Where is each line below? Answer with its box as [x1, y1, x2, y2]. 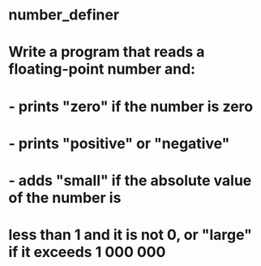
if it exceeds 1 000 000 [8, 243, 166, 261]
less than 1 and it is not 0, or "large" [8, 225, 253, 244]
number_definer [8, 6, 120, 24]
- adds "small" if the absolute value [8, 171, 252, 190]
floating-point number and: [8, 60, 196, 79]
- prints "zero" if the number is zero [8, 97, 254, 115]
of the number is [8, 188, 122, 207]
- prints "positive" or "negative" [8, 134, 230, 152]
